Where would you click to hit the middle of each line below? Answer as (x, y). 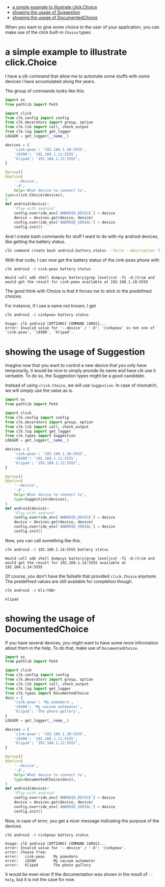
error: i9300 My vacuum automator (50, 861)
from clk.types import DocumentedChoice (47, 693)
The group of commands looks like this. (45, 91)
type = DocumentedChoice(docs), (45, 779)
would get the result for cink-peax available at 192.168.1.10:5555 (77, 282)
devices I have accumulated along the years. (50, 81)
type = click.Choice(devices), (35, 195)
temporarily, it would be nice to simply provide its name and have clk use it (81, 371)
